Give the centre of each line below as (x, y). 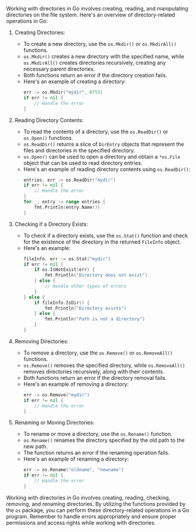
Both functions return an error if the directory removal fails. (95, 377)
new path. (36, 446)
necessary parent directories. (59, 69)
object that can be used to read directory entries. (83, 163)
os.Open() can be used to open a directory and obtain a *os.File (102, 156)
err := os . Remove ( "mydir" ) (57, 395)
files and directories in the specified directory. (79, 150)
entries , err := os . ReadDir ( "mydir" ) (70, 180)
